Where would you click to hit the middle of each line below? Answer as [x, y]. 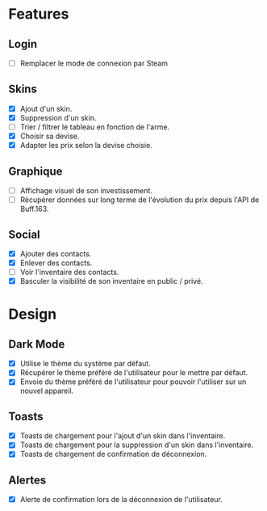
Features [39, 14]
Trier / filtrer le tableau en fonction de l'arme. [95, 127]
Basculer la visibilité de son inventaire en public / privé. [111, 281]
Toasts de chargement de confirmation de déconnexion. [113, 454]
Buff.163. [34, 209]
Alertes [27, 480]
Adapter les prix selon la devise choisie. [86, 146]
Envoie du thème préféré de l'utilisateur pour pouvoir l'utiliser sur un [133, 382]
